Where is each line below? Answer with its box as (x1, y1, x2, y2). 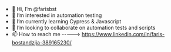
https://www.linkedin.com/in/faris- (81, 31, 165, 37)
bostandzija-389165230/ (11, 39, 72, 46)
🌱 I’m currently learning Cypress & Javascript (11, 18, 122, 25)
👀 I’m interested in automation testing (11, 12, 102, 19)
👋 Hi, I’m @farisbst (11, 6, 57, 12)
